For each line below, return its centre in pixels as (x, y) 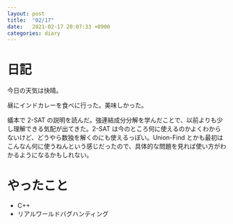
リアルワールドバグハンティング (63, 214)
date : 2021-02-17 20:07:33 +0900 (59, 27)
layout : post (26, 14)
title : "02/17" (31, 20)
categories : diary (34, 33)
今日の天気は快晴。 (35, 91)
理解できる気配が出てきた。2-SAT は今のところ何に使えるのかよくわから (117, 129)
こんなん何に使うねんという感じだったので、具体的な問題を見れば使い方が (114, 147)
